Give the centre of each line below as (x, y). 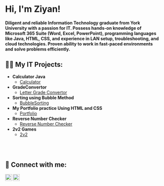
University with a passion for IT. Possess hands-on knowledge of (73, 28)
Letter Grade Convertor (43, 92)
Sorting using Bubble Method (43, 97)
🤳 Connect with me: (36, 165)
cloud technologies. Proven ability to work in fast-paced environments (79, 44)
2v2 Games (24, 129)
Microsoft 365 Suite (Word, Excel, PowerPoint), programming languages (81, 33)
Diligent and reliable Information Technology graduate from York (73, 23)
